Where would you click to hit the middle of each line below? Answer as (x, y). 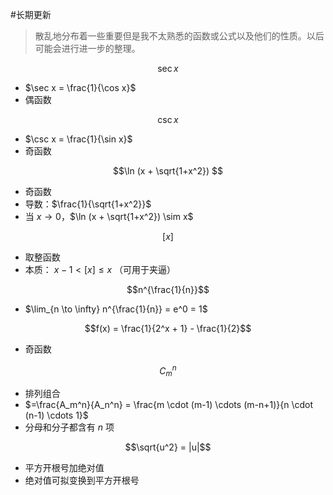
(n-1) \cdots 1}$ (56, 415)
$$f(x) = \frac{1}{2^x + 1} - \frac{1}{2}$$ (168, 328)
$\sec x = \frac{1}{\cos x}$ (80, 87)
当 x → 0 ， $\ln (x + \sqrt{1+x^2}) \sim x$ (109, 216)
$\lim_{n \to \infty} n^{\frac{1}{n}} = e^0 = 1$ (116, 309)
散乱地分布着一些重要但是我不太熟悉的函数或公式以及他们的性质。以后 (179, 36)
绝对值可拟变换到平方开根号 (82, 480)
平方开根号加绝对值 (64, 468)
